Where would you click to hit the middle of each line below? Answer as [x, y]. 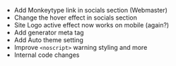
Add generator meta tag [49, 32]
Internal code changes [47, 55]
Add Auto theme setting [48, 40]
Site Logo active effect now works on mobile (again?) [92, 25]
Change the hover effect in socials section [76, 18]
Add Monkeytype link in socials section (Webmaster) [91, 10]
